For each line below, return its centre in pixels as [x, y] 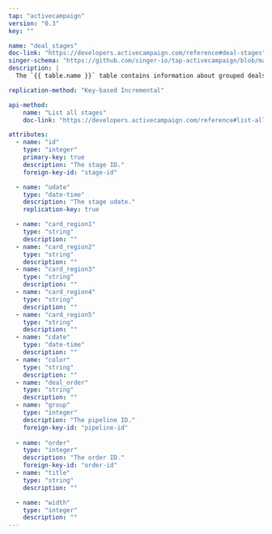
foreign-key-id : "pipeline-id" [76, 427]
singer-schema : [34, 61]
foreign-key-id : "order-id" [70, 466]
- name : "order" [43, 442]
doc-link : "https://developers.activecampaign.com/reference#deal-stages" [137, 53]
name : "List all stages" [65, 113]
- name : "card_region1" [55, 224]
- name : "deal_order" [52, 382]
